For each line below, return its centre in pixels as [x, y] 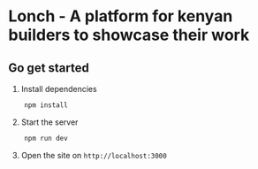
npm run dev [46, 138]
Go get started [49, 68]
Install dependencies [59, 89]
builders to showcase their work [129, 35]
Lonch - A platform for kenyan [121, 16]
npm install [46, 105]
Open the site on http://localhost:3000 [94, 155]
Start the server [49, 122]
